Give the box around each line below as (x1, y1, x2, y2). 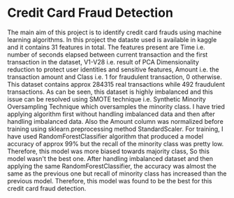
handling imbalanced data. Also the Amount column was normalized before (7, 117, 224, 125)
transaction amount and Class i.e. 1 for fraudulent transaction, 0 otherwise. (7, 72, 222, 81)
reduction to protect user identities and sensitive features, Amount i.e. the (7, 65, 219, 73)
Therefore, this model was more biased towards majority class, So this (7, 147, 210, 155)
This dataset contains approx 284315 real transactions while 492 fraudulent (7, 80, 226, 88)
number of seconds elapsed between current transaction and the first (7, 50, 208, 59)
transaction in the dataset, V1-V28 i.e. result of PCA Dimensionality (7, 57, 199, 66)
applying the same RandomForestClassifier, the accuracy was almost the (7, 162, 217, 170)
